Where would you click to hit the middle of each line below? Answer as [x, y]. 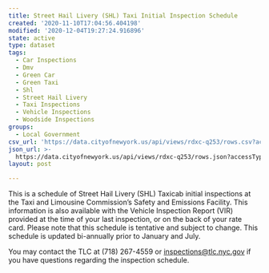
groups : [21, 127]
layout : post [30, 164]
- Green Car [36, 75]
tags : [17, 53]
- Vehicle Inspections [53, 113]
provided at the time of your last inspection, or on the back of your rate [125, 220]
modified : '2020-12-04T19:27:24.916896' [77, 30]
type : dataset [32, 45]
